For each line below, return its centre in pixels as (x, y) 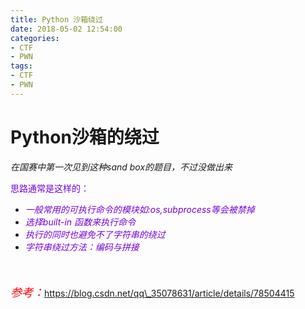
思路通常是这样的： (50, 188)
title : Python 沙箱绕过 (56, 19)
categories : (35, 38)
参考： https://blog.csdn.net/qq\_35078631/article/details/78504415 (152, 292)
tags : (21, 66)
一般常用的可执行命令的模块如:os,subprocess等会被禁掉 (139, 209)
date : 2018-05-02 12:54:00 (66, 29)
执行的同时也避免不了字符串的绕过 (95, 234)
